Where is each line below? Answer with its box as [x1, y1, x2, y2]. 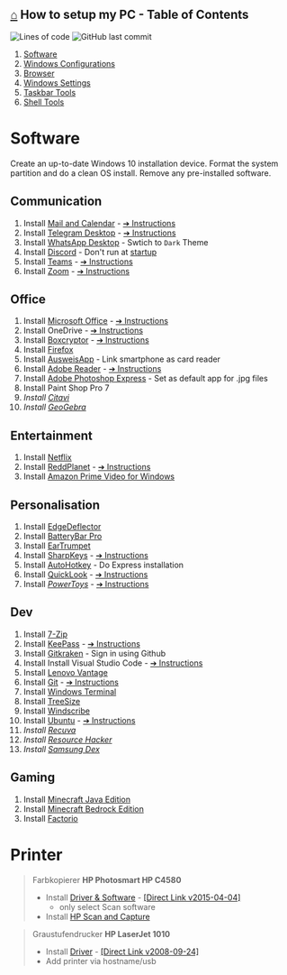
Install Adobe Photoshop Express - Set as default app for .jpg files [22, 373, 268, 384]
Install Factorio [22, 813, 79, 823]
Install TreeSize [22, 695, 81, 706]
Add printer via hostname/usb [45, 955, 157, 966]
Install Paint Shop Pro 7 [22, 382, 110, 393]
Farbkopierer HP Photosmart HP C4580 [31, 874, 182, 885]
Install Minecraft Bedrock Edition [22, 803, 145, 814]
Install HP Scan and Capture [45, 911, 151, 922]
